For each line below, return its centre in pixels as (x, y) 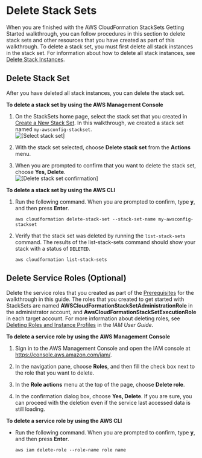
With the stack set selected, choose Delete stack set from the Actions (103, 147)
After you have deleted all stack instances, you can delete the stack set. (96, 93)
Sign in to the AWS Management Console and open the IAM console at (103, 348)
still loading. (30, 409)
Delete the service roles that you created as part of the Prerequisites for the (100, 292)
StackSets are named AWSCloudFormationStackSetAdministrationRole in (99, 305)
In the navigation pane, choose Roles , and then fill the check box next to (105, 366)
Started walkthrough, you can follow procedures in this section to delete (96, 33)
